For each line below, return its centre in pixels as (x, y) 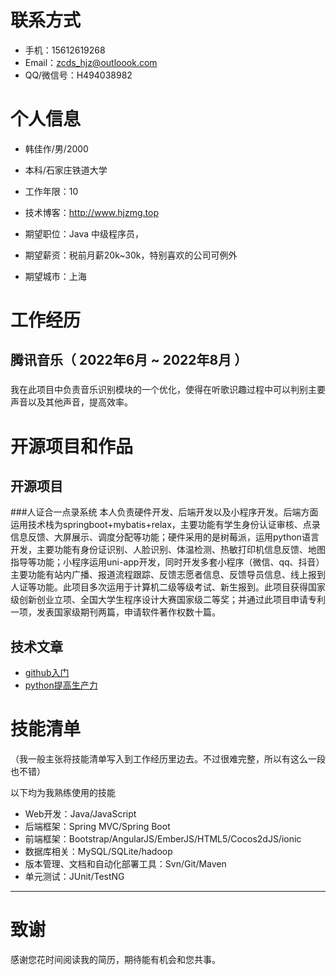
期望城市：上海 (55, 276)
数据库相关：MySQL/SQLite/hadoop (98, 852)
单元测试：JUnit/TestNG (74, 877)
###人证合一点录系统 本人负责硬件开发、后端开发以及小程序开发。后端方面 (164, 512)
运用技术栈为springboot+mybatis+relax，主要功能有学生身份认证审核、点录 (165, 525)
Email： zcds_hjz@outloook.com (91, 62)
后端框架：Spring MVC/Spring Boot (97, 827)
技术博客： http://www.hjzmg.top (91, 212)
